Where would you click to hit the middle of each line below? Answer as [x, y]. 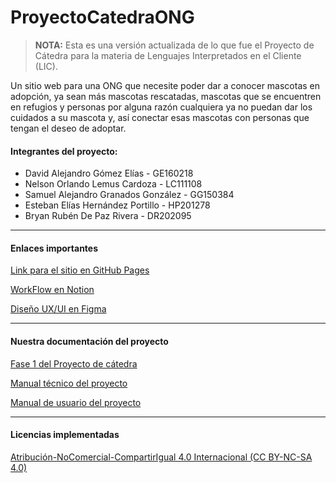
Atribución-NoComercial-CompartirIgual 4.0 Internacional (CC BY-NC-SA [161, 457]
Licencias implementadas [65, 435]
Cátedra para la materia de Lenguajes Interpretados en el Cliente [168, 55]
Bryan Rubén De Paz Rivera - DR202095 [108, 216]
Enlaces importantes [54, 248]
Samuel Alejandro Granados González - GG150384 [129, 195]
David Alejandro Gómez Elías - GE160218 [109, 173]
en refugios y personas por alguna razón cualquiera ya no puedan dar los [161, 107]
